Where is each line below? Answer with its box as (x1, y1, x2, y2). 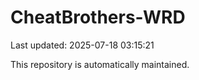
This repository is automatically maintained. (10, 58, 190, 70)
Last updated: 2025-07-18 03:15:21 (10, 39, 155, 51)
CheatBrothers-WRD (10, 6, 186, 29)
